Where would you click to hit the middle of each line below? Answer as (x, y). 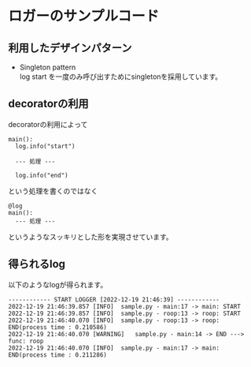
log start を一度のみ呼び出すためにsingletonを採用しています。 (121, 77)
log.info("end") (42, 175)
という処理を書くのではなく (53, 191)
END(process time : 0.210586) (58, 327)
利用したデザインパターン (70, 48)
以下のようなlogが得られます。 (58, 284)
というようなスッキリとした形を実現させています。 (90, 237)
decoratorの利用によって (48, 124)
